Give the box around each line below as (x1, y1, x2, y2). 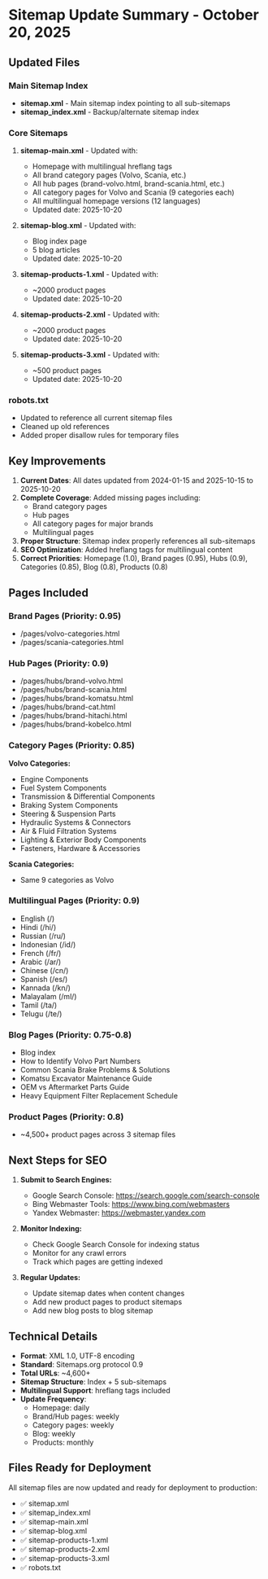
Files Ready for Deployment (8, 1461, 152, 1475)
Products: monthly (32, 1437, 94, 1447)
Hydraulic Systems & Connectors (19, 817, 132, 827)
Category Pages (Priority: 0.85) (8, 739, 136, 751)
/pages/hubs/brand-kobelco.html (19, 719, 132, 730)
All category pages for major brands (32, 519, 153, 529)
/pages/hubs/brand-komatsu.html (19, 694, 134, 704)
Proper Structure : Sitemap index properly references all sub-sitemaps (19, 536, 256, 546)
